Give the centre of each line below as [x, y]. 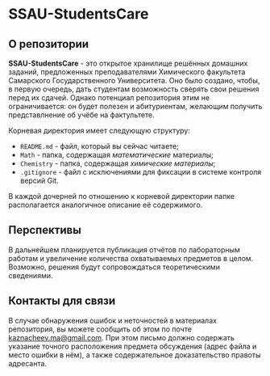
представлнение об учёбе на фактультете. [81, 115]
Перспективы [45, 230]
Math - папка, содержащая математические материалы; [116, 155]
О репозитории [49, 44]
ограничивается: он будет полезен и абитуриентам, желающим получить [135, 106]
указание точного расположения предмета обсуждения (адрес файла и [133, 346]
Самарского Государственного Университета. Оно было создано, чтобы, [134, 80]
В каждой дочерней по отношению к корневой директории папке [122, 196]
